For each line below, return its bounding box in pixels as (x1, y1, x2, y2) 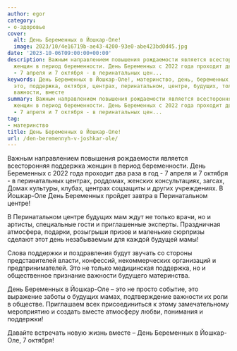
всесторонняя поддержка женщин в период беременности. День (7, 161, 206, 170)
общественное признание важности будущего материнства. (7, 271, 190, 280)
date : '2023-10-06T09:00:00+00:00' (7, 50, 112, 57)
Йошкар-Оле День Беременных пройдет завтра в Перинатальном (7, 192, 208, 200)
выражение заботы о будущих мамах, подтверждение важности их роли (7, 292, 228, 301)
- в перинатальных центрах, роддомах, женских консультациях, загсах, (7, 177, 225, 185)
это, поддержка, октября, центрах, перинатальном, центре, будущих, (13, 82, 219, 90)
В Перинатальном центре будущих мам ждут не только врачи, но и (7, 213, 212, 221)
